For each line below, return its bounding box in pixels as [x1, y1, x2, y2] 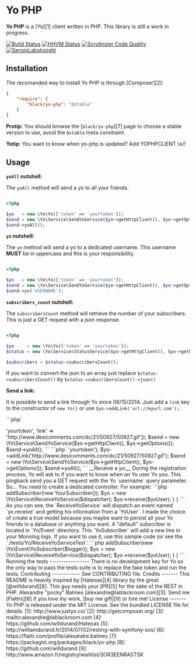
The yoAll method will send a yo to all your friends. [6, 184, 129, 191]
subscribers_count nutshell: [6, 298, 74, 305]
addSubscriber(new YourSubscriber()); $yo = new [6, 490, 127, 497]
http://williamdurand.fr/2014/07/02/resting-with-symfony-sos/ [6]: [6, 627, 165, 634]
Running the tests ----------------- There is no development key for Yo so [6, 558, 184, 565]
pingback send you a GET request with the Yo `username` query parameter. [6, 477, 188, 484]
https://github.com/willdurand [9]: [6, 645, 87, 652]
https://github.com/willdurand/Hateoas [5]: [6, 620, 109, 627]
